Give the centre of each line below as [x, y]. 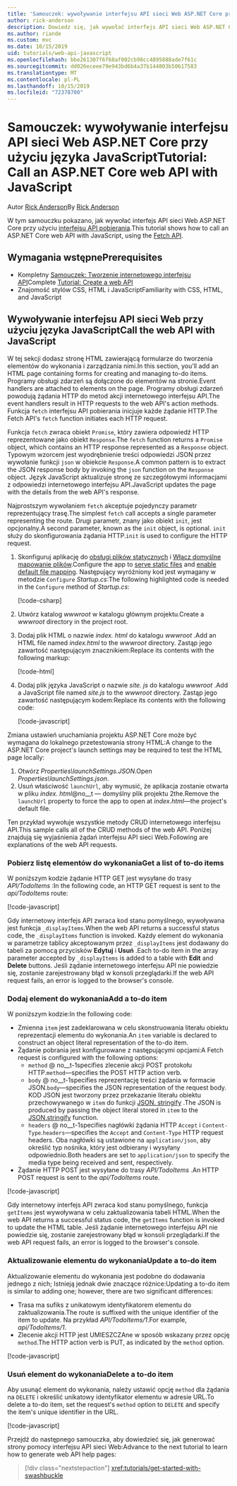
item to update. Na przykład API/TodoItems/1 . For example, [102, 1320]
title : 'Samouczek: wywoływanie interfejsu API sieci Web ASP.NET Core [115, 14]
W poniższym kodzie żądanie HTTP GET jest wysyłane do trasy [99, 878]
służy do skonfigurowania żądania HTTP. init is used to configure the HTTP [117, 535]
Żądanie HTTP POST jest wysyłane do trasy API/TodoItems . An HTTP [118, 1170]
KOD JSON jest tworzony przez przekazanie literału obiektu [114, 1095]
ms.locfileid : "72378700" [45, 92]
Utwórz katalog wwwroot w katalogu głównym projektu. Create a [111, 614]
